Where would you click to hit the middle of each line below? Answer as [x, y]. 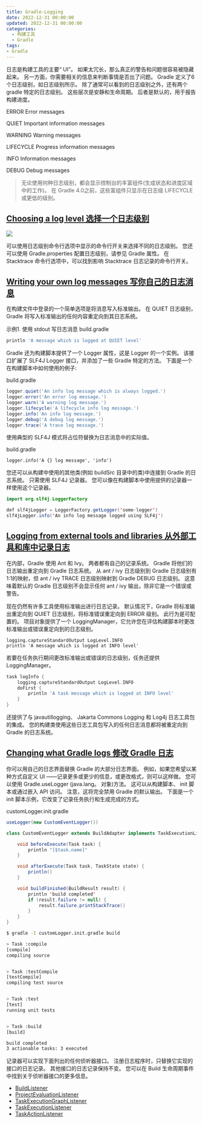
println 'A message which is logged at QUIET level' [74, 341]
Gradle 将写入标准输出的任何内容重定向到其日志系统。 [73, 316]
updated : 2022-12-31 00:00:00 [44, 23]
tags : [13, 46]
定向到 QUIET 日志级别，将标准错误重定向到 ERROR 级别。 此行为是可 [103, 614]
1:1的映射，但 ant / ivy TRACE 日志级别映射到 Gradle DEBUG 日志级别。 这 [98, 578]
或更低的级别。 [40, 198]
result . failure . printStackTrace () [82, 905]
